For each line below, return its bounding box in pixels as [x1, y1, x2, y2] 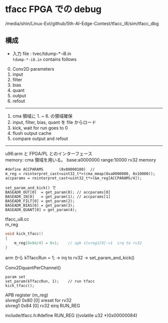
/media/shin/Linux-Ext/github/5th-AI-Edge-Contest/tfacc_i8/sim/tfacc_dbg [5, 20, 159, 27]
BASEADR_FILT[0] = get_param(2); [5, 198, 75, 204]
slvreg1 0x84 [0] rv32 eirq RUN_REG [5, 303, 80, 309]
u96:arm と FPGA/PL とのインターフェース [5, 150, 92, 156]
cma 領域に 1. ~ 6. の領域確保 [12, 113, 72, 119]
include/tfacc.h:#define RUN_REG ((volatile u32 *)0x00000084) [5, 312, 137, 318]
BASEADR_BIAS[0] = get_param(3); [5, 203, 75, 208]
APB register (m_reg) [5, 292, 48, 298]
